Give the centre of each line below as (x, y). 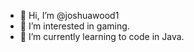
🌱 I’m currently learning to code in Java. (102, 36)
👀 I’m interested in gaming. (74, 26)
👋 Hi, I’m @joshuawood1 (69, 15)
